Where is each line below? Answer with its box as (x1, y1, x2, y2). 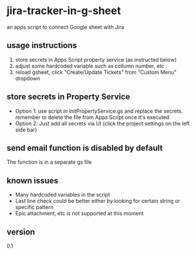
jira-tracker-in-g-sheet (6, 4, 121, 18)
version (6, 227, 35, 237)
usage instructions (6, 40, 77, 50)
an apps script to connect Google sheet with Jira (6, 23, 125, 31)
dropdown (15, 74, 40, 82)
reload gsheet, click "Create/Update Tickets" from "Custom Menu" (15, 69, 177, 76)
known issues (6, 175, 59, 185)
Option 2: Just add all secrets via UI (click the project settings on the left (15, 120, 190, 127)
